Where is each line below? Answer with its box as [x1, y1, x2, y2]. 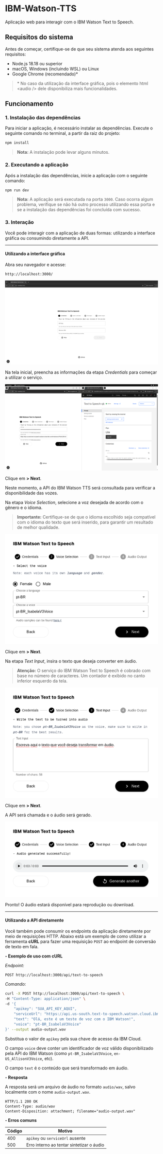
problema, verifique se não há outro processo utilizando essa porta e [16, 201, 155, 207]
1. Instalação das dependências [5, 114, 81, 121]
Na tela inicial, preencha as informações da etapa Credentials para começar [5, 369, 157, 375]
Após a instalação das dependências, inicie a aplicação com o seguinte [5, 172, 148, 178]
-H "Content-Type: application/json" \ [5, 996, 86, 1001]
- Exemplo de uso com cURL [5, 953, 63, 959]
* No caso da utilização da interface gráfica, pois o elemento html [16, 80, 148, 86]
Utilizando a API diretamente [5, 918, 64, 923]
